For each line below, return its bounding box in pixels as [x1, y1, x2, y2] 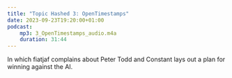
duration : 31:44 [20, 36, 68, 43]
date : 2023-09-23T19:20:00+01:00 [7, 17, 105, 24]
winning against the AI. [7, 63, 73, 71]
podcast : [7, 23, 33, 30]
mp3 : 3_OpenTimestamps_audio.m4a [20, 29, 117, 37]
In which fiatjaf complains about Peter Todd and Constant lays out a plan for [7, 55, 226, 63]
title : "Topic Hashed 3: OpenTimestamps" [7, 10, 130, 17]
